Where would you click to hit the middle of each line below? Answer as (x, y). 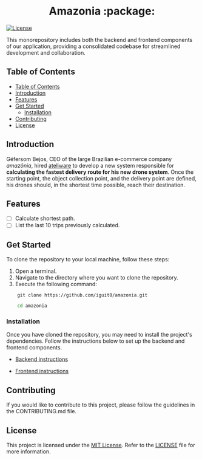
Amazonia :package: (102, 11)
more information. (29, 451)
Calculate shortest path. (45, 218)
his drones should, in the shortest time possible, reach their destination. (96, 185)
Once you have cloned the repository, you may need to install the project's (99, 335)
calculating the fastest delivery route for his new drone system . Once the (100, 172)
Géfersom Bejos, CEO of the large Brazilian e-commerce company (89, 159)
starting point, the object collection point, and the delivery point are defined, (102, 178)
